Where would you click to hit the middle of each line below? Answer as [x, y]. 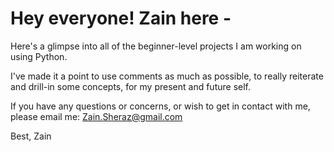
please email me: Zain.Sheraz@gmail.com [96, 116]
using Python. [39, 56]
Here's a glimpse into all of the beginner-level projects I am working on [156, 46]
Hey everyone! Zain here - [121, 18]
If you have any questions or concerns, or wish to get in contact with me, [160, 106]
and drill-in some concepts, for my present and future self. [130, 86]
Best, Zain [31, 136]
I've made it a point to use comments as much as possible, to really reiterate [167, 76]
